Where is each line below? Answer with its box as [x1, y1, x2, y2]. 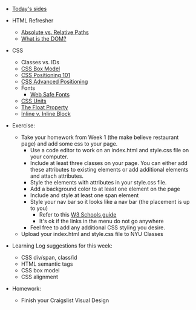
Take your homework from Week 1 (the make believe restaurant [21, 133, 179, 141]
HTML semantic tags [21, 260, 73, 268]
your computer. [30, 153, 68, 160]
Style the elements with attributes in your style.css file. [30, 179, 167, 186]
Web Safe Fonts [30, 91, 70, 98]
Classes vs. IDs [21, 59, 59, 66]
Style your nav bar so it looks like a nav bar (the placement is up [30, 198, 190, 205]
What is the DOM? [21, 35, 67, 42]
